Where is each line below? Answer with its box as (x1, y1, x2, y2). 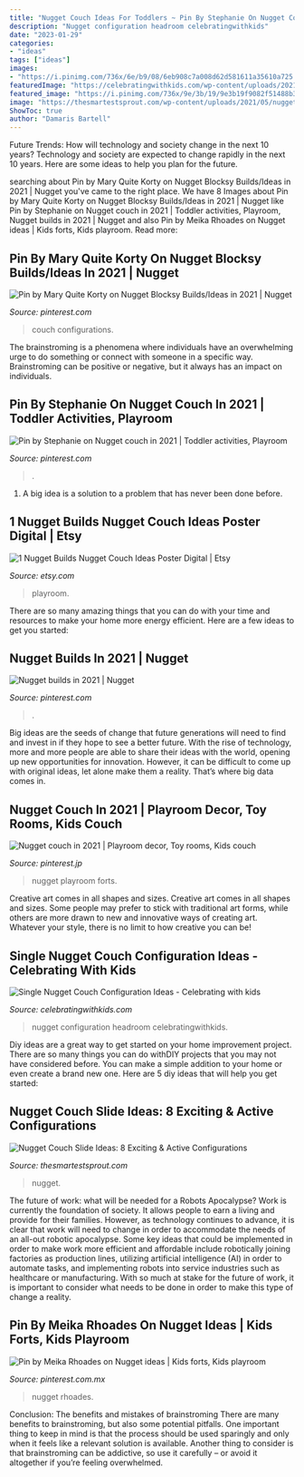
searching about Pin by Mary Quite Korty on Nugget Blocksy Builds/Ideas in (9, 176, 291, 187)
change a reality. (9, 1291, 72, 1302)
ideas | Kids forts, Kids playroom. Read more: (9, 224, 178, 236)
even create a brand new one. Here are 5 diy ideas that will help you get (9, 1068, 278, 1079)
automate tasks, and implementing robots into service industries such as (9, 1262, 280, 1273)
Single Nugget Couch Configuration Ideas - (9, 948, 259, 963)
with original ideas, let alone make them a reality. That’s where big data (9, 766, 274, 777)
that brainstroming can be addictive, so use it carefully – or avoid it (9, 1447, 258, 1458)
